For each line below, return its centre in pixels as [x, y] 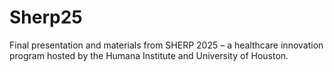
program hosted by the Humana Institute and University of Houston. [149, 55]
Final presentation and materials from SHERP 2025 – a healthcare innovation [166, 45]
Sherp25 [46, 17]
